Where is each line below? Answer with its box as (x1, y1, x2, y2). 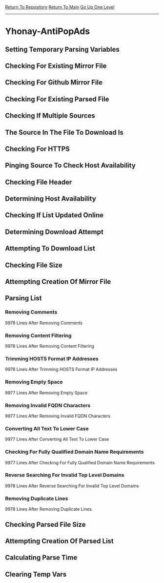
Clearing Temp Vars (5, 570, 67, 578)
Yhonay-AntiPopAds (5, 26, 90, 37)
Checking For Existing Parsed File (5, 95, 109, 103)
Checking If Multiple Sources (5, 112, 95, 120)
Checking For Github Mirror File (5, 78, 102, 87)
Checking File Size (5, 261, 62, 269)
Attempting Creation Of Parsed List (5, 537, 114, 545)
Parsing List (5, 294, 42, 302)
